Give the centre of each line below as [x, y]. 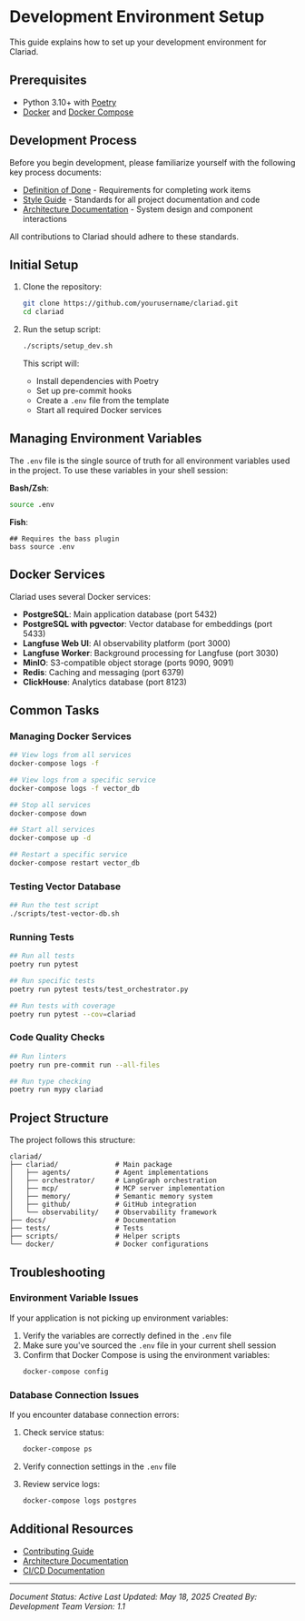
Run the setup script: [62, 329]
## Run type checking [50, 1081]
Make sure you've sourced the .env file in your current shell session [149, 1345]
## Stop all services [50, 805]
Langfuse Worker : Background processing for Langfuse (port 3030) [151, 653]
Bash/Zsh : [30, 488]
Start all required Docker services [98, 410]
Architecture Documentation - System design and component [138, 209]
